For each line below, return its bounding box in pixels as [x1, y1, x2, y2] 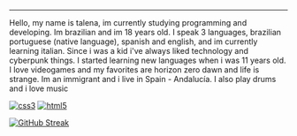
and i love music [9, 83, 69, 94]
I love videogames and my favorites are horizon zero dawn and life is [9, 64, 260, 75]
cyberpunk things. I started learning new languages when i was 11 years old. [9, 55, 286, 65]
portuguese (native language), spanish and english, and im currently [9, 36, 258, 47]
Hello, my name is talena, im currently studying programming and [9, 18, 247, 27]
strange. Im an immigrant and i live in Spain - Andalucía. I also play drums [9, 74, 277, 84]
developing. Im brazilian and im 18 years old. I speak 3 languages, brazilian [9, 27, 281, 37]
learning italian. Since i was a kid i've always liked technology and [9, 46, 249, 56]
